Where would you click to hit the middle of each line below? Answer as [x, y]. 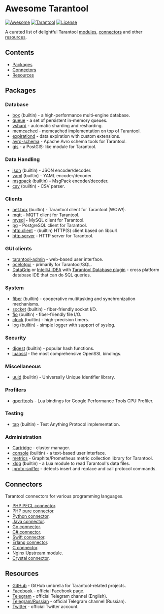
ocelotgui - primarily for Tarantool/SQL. [52, 265]
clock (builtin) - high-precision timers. [51, 319]
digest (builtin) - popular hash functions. [53, 348]
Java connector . [29, 521]
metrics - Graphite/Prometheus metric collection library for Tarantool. [82, 458]
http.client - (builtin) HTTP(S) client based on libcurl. [66, 230]
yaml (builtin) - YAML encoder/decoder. [52, 175]
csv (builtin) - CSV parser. [39, 186]
